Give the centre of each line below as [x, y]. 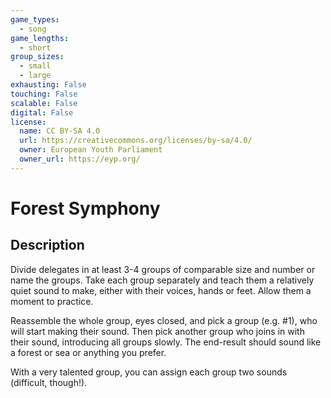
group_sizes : [37, 57]
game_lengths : [40, 38]
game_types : [35, 19]
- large [35, 76]
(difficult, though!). [49, 382]
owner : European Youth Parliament [91, 150]
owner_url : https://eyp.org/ [80, 159]
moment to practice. [52, 301]
